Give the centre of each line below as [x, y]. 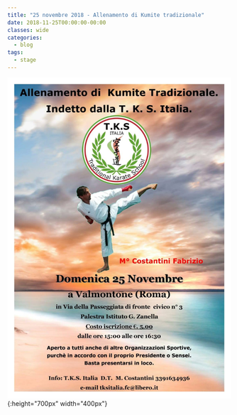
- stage [25, 60]
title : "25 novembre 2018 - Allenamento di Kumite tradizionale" [106, 15]
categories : [25, 38]
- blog [23, 45]
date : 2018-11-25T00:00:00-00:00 [57, 22]
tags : [15, 53]
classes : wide [28, 30]
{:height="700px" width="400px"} [57, 403]
